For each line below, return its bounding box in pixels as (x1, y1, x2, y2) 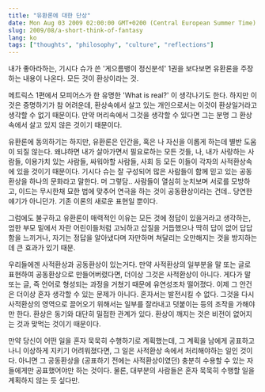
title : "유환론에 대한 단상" (8, 11, 91, 20)
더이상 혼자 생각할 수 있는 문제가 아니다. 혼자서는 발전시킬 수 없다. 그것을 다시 (16, 290, 255, 299)
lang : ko (8, 33, 37, 42)
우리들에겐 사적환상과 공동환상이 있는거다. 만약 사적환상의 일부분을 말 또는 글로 (8, 260, 252, 269)
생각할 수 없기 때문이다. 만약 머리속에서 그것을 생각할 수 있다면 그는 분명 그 (8, 110, 238, 120)
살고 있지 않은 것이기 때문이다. (28, 120, 123, 130)
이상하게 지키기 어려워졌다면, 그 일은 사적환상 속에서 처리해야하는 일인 (22, 346, 239, 356)
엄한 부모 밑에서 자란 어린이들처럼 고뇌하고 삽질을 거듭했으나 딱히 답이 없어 (8, 223, 239, 233)
